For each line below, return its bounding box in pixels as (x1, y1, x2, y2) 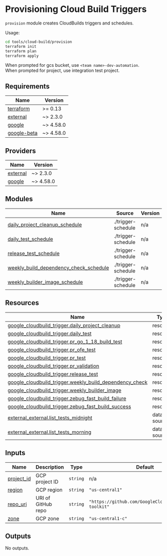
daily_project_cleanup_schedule (7, 221, 82, 228)
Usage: (5, 29, 20, 35)
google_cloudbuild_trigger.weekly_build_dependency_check (7, 378, 148, 385)
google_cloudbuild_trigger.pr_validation (7, 362, 99, 369)
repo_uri (7, 501, 27, 508)
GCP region (35, 486, 63, 493)
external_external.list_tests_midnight (7, 414, 93, 421)
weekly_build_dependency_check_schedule (7, 264, 109, 271)
